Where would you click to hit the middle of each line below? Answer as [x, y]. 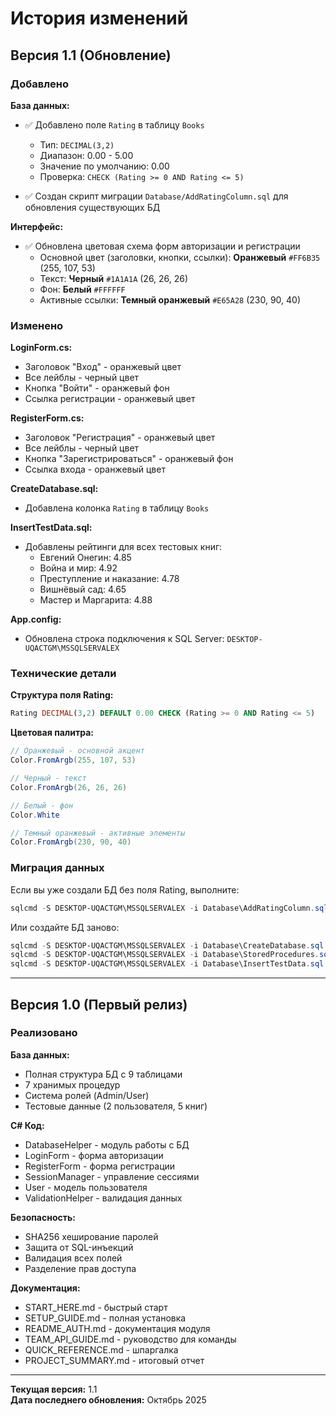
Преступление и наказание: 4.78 [109, 579]
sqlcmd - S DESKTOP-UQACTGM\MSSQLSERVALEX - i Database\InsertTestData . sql [167, 964]
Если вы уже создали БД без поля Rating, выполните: [125, 889]
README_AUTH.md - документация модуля [117, 1328]
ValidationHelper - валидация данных [103, 1198]
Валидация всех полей [73, 1258]
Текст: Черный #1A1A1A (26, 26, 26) [114, 278]
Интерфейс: [37, 226]
